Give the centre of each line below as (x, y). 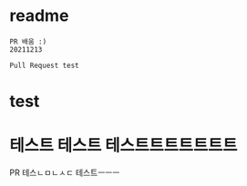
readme (39, 16)
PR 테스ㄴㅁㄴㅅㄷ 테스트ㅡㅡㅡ (65, 172)
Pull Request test (44, 65)
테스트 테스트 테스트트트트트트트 (123, 146)
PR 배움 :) (28, 42)
